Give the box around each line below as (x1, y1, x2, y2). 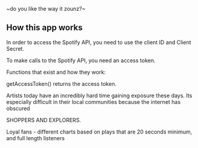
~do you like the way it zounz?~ (6, 5, 86, 12)
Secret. (6, 45, 24, 52)
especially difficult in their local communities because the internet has (6, 98, 181, 105)
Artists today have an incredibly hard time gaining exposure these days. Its (6, 92, 193, 99)
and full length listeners (6, 134, 65, 141)
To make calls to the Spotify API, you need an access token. (6, 57, 156, 64)
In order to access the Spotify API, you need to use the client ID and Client (6, 39, 192, 46)
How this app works (6, 22, 83, 33)
